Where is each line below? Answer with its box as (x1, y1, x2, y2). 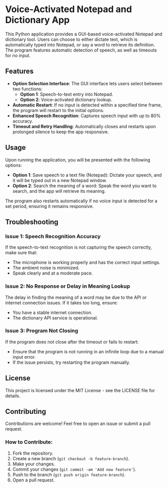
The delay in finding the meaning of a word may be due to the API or (5, 294, 147, 300)
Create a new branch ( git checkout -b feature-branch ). (12, 455, 130, 461)
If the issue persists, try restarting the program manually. (12, 359, 130, 365)
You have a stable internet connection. (12, 309, 93, 315)
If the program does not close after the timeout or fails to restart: (5, 339, 139, 345)
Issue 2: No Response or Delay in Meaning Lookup (5, 283, 130, 290)
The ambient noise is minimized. (12, 265, 79, 271)
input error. (12, 354, 36, 360)
